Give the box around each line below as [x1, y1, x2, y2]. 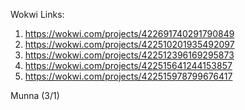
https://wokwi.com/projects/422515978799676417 [24, 70, 233, 82]
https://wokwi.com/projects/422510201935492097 [24, 39, 235, 50]
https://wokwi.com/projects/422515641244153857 [24, 60, 233, 71]
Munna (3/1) [10, 90, 60, 101]
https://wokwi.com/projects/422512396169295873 [24, 49, 235, 61]
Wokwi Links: [10, 9, 65, 20]
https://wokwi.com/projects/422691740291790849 [24, 28, 235, 39]
